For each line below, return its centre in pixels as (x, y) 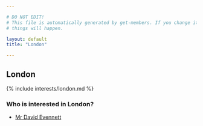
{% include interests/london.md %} (50, 88)
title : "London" (27, 45)
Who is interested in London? (50, 104)
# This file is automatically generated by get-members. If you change (98, 22)
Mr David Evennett (38, 117)
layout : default (27, 39)
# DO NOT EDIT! (25, 17)
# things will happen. (35, 28)
